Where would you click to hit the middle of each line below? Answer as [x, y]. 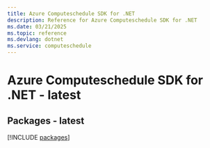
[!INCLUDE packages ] [39, 137]
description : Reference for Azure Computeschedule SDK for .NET [102, 20]
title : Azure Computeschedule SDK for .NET [71, 14]
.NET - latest [44, 95]
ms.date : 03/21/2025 [37, 26]
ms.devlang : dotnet [35, 40]
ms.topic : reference [37, 33]
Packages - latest [46, 121]
